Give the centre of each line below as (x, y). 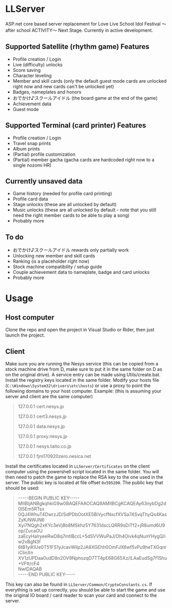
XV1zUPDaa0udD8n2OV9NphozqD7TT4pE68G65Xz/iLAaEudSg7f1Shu (92, 558)
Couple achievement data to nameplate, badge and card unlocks (81, 272)
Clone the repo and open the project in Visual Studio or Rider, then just (80, 330)
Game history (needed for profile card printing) (62, 194)
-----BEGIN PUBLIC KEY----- (49, 498)
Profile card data (30, 199)
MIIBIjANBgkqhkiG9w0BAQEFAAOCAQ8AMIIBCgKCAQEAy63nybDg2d (92, 503)
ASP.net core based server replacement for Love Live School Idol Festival (83, 24)
